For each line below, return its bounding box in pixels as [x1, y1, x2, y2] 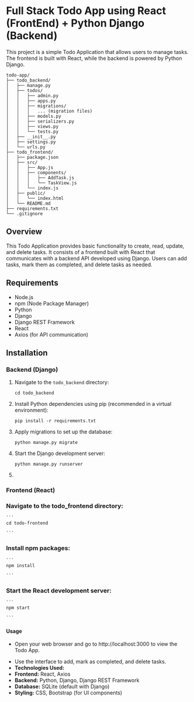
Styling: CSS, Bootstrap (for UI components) [14, 689, 123, 696]
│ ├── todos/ [6, 87, 43, 93]
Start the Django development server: [14, 450, 105, 457]
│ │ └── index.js [6, 185, 59, 191]
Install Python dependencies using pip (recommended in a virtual [14, 401, 172, 408]
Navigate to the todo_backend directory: [14, 379, 109, 386]
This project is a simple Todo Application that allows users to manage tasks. [6, 48, 189, 55]
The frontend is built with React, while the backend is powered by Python [6, 55, 182, 62]
